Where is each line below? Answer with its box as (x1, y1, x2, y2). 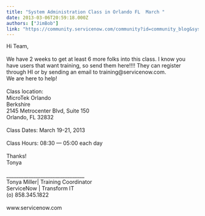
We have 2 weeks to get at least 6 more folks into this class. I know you (6, 55, 186, 63)
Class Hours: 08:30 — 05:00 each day (6, 139, 103, 147)
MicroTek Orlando (6, 94, 51, 102)
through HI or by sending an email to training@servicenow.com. (6, 68, 167, 76)
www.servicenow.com (6, 204, 62, 212)
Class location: (6, 88, 44, 95)
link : (6, 26, 20, 32)
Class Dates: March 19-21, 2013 (6, 127, 85, 134)
